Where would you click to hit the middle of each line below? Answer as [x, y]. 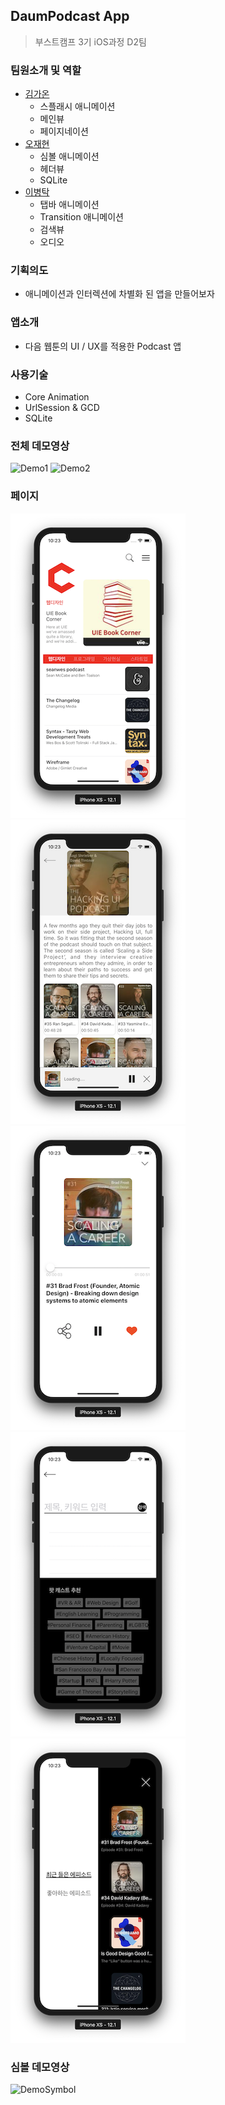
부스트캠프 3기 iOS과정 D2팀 [90, 41]
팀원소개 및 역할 [46, 70]
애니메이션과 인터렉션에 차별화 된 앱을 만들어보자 [119, 294]
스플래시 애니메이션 [77, 106]
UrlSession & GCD [62, 407]
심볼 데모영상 [40, 2067]
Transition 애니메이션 [81, 217]
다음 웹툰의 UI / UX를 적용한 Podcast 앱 [103, 346]
